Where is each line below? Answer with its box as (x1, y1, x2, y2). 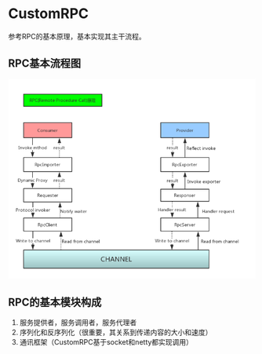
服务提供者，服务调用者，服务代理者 (19, 318, 137, 327)
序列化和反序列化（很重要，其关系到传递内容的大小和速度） (19, 327, 213, 338)
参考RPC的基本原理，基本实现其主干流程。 (8, 31, 147, 41)
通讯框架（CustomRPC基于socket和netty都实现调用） (19, 338, 194, 347)
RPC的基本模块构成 (8, 295, 102, 308)
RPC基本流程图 (8, 57, 81, 71)
